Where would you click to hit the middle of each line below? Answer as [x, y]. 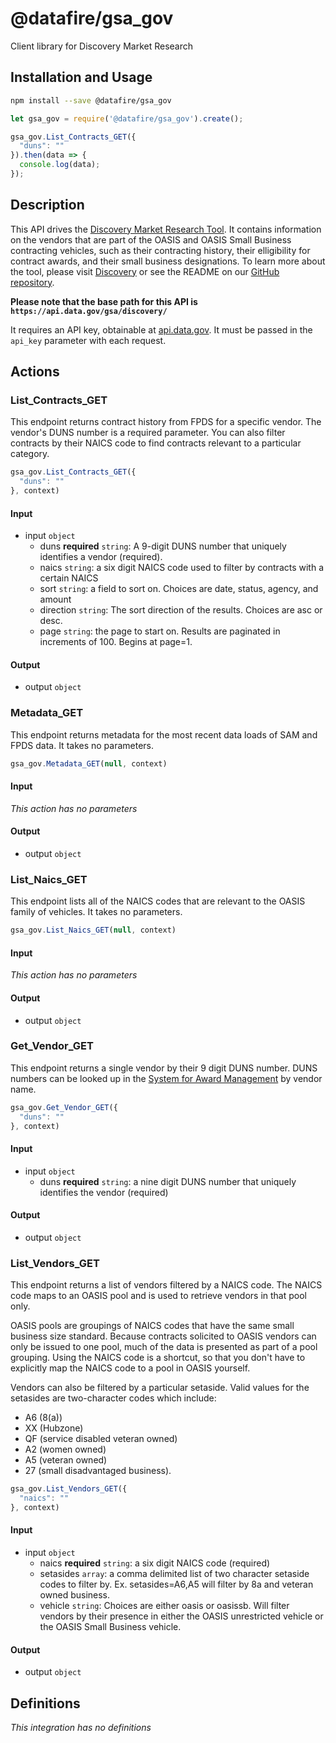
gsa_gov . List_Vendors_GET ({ [69, 1489]
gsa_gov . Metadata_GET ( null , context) [89, 763]
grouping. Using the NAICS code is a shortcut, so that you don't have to [158, 1358]
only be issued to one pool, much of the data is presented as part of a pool [164, 1347]
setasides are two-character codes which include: [113, 1398]
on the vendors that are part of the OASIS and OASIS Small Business [151, 239]
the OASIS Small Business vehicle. [110, 1627]
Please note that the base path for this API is [104, 301]
